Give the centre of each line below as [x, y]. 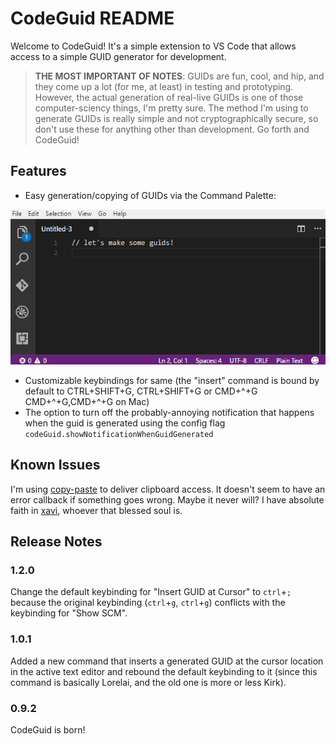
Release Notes [56, 542]
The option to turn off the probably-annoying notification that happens [169, 412]
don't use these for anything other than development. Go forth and [172, 129]
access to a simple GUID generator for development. [118, 56]
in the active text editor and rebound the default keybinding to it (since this [164, 671]
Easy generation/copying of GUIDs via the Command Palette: [150, 195]
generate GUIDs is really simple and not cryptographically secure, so [176, 118]
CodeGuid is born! [48, 730]
